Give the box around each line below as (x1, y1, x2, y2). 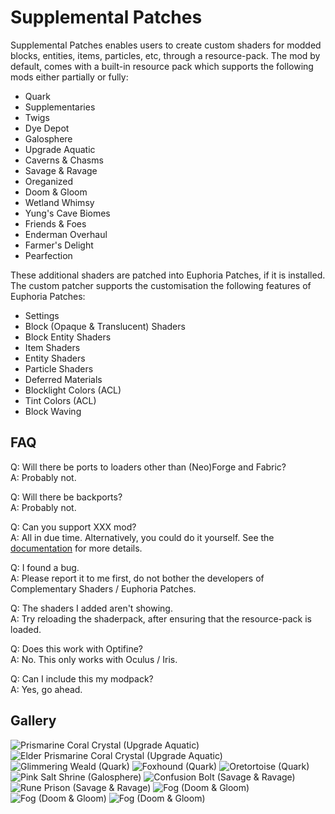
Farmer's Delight (24, 239, 94, 251)
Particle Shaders (24, 362, 94, 375)
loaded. (10, 623, 42, 635)
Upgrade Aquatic (24, 143, 96, 155)
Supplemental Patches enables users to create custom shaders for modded (10, 39, 322, 51)
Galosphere (24, 132, 73, 145)
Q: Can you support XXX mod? (10, 521, 137, 533)
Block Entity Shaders (24, 331, 112, 343)
